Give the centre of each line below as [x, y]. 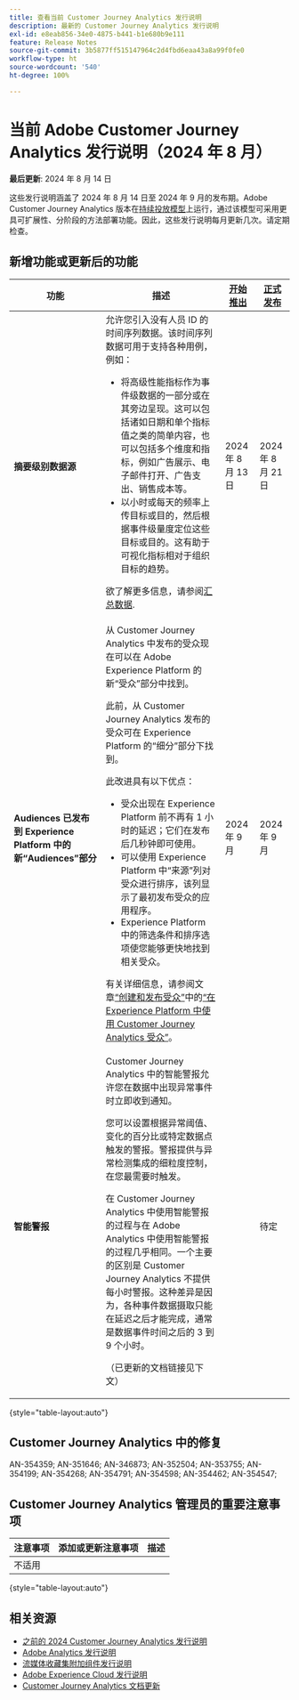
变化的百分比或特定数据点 [159, 1136]
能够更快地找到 [179, 948]
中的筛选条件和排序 [161, 935]
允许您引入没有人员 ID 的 [157, 320]
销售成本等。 [166, 489]
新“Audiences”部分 [55, 858]
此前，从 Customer [145, 706]
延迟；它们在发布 [174, 830]
